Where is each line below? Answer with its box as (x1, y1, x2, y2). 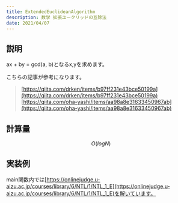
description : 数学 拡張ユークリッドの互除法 (6, 14, 107, 20)
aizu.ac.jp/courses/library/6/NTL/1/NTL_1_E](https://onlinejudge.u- (6, 183, 170, 190)
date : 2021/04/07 (6, 20, 50, 26)
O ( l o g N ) (91, 140, 111, 147)
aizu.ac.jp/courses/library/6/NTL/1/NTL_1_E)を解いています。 (6, 190, 156, 197)
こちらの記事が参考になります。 (6, 73, 85, 81)
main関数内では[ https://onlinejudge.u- (6, 175, 100, 183)
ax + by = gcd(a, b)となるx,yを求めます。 (6, 61, 108, 68)
